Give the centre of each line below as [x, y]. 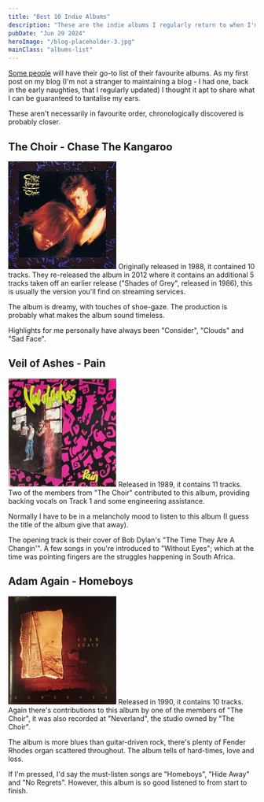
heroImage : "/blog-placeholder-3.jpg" [71, 42]
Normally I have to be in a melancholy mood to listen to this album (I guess [128, 516]
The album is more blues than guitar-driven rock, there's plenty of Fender [127, 742]
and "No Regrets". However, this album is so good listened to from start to [128, 782]
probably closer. [35, 122]
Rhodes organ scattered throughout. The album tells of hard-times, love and [131, 750]
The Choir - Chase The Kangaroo [90, 147]
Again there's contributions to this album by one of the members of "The [126, 710]
